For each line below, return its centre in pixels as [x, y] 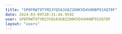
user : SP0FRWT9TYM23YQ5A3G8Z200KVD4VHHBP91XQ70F [58, 19]
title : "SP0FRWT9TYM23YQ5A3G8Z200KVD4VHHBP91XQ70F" [61, 10]
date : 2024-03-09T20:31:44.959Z [40, 14]
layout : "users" [22, 24]
